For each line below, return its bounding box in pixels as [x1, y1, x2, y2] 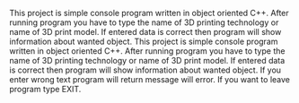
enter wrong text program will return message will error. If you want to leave [9, 74, 290, 84]
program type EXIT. [9, 84, 82, 94]
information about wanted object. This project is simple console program [9, 36, 278, 47]
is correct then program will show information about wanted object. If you [9, 64, 281, 75]
